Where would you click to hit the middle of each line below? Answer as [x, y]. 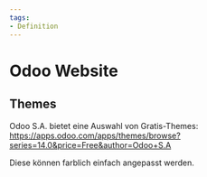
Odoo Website [64, 71]
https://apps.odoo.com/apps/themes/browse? [95, 135]
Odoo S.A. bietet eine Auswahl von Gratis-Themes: [104, 126]
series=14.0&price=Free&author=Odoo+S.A [90, 144]
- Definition [34, 26]
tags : [19, 18]
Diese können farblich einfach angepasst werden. [102, 163]
